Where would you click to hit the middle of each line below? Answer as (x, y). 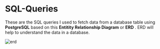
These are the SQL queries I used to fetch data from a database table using (80, 22)
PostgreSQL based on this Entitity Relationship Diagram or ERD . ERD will (79, 27)
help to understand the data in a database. (47, 32)
